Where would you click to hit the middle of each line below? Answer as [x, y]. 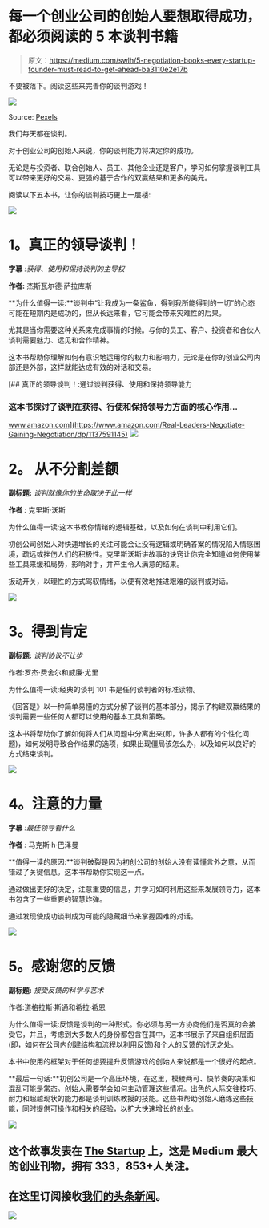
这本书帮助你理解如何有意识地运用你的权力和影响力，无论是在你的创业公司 [131, 357]
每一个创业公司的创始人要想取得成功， [135, 16]
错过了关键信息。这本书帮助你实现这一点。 [78, 872]
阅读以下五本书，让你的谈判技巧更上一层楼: [80, 194]
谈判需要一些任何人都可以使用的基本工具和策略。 [89, 717]
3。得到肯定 [48, 632]
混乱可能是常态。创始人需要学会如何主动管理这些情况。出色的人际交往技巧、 [134, 1088]
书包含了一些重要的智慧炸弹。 [57, 898]
